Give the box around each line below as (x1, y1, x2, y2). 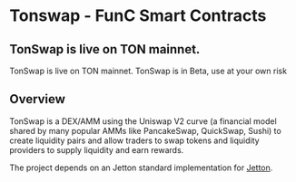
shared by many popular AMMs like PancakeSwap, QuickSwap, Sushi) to (9, 125, 281, 136)
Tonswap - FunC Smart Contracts (9, 5, 267, 26)
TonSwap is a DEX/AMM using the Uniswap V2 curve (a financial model (9, 115, 277, 127)
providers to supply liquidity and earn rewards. (9, 144, 184, 155)
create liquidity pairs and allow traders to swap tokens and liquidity (9, 135, 261, 146)
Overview (9, 91, 66, 107)
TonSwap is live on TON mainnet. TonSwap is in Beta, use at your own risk (9, 65, 288, 76)
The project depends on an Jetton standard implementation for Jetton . (9, 162, 273, 173)
